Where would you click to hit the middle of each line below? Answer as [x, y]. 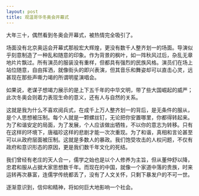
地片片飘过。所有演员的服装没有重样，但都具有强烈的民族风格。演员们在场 [97, 62]
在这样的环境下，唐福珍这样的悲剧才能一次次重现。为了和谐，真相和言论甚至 [99, 132]
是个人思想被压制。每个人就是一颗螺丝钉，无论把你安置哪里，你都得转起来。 [99, 117]
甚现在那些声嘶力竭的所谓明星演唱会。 [53, 77]
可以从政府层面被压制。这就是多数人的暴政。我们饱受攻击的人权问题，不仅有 [99, 140]
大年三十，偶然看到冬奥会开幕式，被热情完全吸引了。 [71, 35]
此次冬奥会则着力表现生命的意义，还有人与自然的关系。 [73, 97]
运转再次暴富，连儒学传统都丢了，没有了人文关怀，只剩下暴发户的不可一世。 [99, 174]
